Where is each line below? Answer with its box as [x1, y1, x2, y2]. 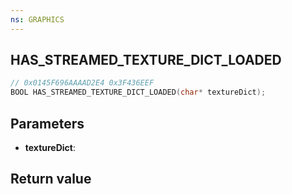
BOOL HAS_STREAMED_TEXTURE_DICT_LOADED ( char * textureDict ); [10, 87, 267, 98]
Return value [10, 171, 92, 188]
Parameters [10, 115, 85, 132]
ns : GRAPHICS [10, 14, 65, 25]
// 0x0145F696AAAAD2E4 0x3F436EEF [10, 78, 155, 88]
